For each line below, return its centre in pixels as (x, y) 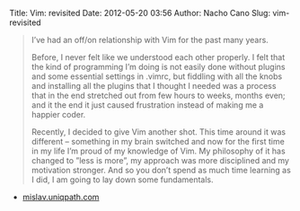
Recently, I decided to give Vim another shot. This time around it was (158, 132)
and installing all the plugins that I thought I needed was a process (154, 86)
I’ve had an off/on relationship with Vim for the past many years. (150, 40)
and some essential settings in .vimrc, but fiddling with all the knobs (157, 76)
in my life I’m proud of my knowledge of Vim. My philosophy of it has (158, 151)
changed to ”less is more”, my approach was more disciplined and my (160, 160)
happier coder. (58, 114)
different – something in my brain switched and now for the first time (158, 141)
